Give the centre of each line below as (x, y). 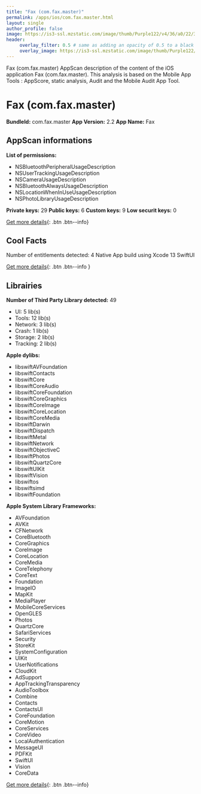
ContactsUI (29, 709)
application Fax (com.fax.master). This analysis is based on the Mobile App (99, 74)
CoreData (27, 773)
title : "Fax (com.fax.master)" (45, 12)
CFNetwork (29, 531)
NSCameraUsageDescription (51, 179)
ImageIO (25, 588)
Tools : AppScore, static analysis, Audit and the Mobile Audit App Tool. (93, 80)
